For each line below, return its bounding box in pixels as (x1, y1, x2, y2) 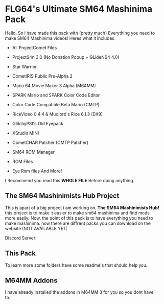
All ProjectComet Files (12, 45, 57, 50)
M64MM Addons (5, 276, 58, 284)
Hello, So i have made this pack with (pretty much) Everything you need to (5, 30, 155, 36)
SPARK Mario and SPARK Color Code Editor (12, 92, 100, 98)
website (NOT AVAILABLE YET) (5, 225, 68, 231)
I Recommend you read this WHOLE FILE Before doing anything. (5, 177, 135, 183)
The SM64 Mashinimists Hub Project (5, 192, 119, 200)
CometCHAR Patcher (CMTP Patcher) (12, 140, 89, 145)
